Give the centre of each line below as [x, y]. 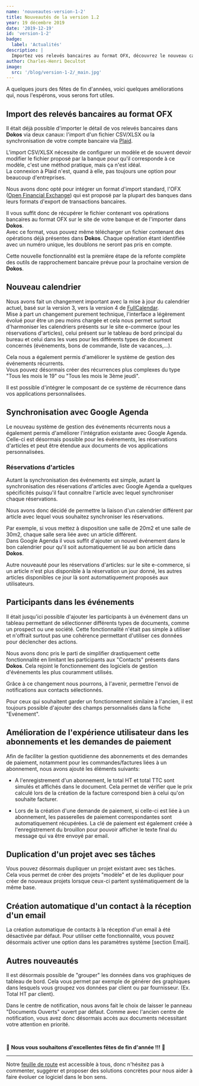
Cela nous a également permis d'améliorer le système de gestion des [91, 357]
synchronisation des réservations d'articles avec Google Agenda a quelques [99, 486]
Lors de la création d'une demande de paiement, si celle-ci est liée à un [102, 811]
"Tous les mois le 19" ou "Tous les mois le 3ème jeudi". [73, 376]
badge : [14, 39]
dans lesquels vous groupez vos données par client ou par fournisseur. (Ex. [98, 988]
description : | [25, 50]
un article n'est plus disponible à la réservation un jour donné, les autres [94, 571]
